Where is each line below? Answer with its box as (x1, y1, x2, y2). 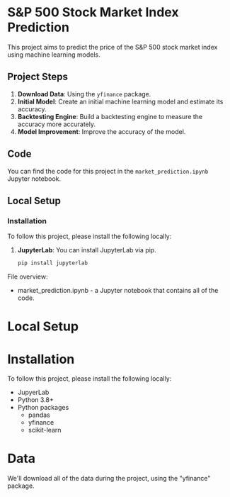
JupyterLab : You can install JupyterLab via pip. (17, 246, 157, 255)
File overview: (7, 272, 48, 281)
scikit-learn (28, 426, 62, 435)
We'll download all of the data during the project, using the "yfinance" (7, 474, 211, 483)
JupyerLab (17, 388, 50, 397)
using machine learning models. (7, 50, 100, 59)
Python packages (17, 403, 69, 412)
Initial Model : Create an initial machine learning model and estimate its (17, 97, 224, 106)
